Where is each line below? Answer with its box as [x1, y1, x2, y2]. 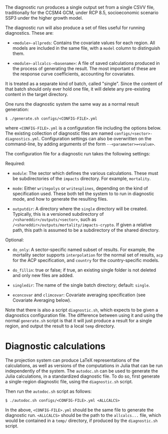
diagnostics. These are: [5, 30, 54, 36]
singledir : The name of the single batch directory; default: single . [12, 282, 150, 288]
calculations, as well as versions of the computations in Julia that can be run [5, 362, 163, 369]
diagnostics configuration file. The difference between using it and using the [5, 312, 163, 318]
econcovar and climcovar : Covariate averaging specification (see [12, 292, 146, 298]
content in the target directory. [5, 92, 69, 97]
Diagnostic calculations [5, 340, 106, 352]
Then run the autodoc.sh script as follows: [5, 388, 92, 394]
